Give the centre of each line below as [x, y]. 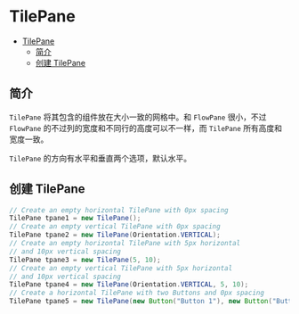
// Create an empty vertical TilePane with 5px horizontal [121, 268]
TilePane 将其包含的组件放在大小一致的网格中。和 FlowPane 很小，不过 [138, 117]
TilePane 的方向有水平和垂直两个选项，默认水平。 [101, 158]
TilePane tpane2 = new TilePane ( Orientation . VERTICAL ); [115, 235]
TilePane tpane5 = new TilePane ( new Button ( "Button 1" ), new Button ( [141, 302]
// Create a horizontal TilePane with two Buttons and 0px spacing [137, 293]
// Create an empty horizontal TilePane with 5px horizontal [125, 244]
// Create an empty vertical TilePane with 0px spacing [115, 227]
